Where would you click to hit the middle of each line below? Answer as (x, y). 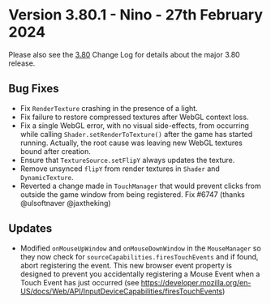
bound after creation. (56, 151)
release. (22, 63)
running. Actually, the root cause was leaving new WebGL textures (131, 143)
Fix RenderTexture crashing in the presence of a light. (109, 108)
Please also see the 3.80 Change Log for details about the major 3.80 (125, 54)
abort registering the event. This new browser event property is (126, 265)
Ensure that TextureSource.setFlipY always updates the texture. (127, 160)
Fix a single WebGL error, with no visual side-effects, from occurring (135, 125)
